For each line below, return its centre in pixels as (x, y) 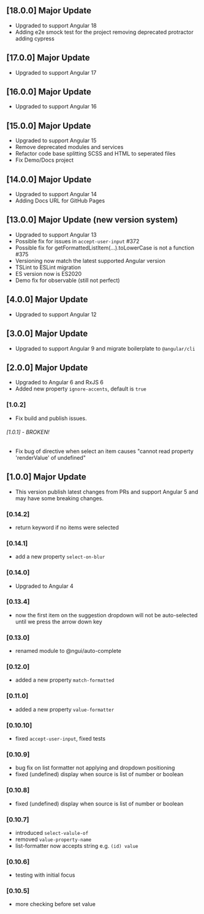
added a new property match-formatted (65, 680)
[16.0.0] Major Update (49, 92)
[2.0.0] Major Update (47, 368)
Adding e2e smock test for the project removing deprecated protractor (104, 32)
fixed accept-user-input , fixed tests (60, 738)
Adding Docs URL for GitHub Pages (60, 201)
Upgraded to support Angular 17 (56, 72)
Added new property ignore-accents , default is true (81, 389)
